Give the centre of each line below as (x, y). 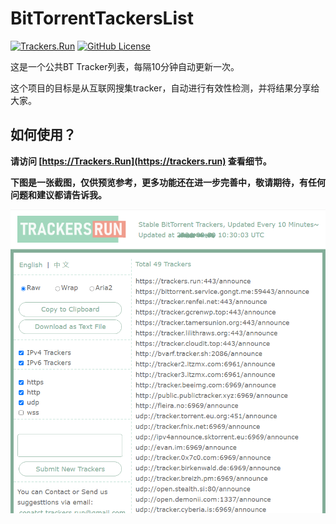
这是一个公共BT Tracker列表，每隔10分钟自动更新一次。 (125, 66)
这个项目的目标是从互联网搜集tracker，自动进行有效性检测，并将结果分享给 (165, 88)
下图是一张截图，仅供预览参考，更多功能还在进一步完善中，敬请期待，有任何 (168, 182)
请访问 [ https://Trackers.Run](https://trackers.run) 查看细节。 (141, 161)
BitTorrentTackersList (102, 18)
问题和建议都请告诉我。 (58, 194)
